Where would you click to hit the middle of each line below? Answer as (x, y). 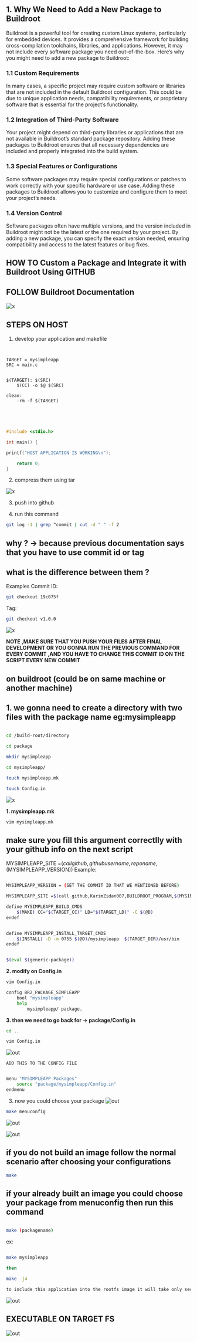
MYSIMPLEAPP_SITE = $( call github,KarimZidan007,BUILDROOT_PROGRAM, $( (93, 896)
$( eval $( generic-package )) (40, 960)
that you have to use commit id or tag (75, 552)
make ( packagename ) (30, 1231)
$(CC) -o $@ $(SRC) (40, 386)
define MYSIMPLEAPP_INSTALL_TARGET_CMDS (56, 933)
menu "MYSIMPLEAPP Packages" (42, 1079)
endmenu (16, 1090)
